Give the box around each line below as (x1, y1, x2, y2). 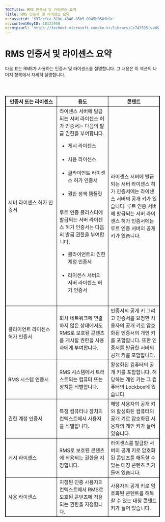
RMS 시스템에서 (59, 369, 94, 375)
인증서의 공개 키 (110, 307, 145, 314)
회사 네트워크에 (59, 315, 93, 322)
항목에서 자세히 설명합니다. (14, 72, 66, 78)
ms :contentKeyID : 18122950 (5, 21, 60, 26)
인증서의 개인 (121, 330, 150, 336)
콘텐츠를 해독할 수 (116, 454, 156, 461)
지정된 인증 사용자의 (59, 479, 103, 486)
